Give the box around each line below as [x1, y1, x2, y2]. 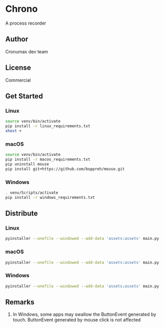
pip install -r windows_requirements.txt [5, 195, 95, 200]
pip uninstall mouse [5, 161, 50, 167]
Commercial [5, 77, 31, 83]
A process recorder [5, 20, 47, 26]
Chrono [5, 3, 38, 15]
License [5, 64, 31, 72]
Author [5, 35, 28, 44]
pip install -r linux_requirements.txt [5, 124, 91, 129]
